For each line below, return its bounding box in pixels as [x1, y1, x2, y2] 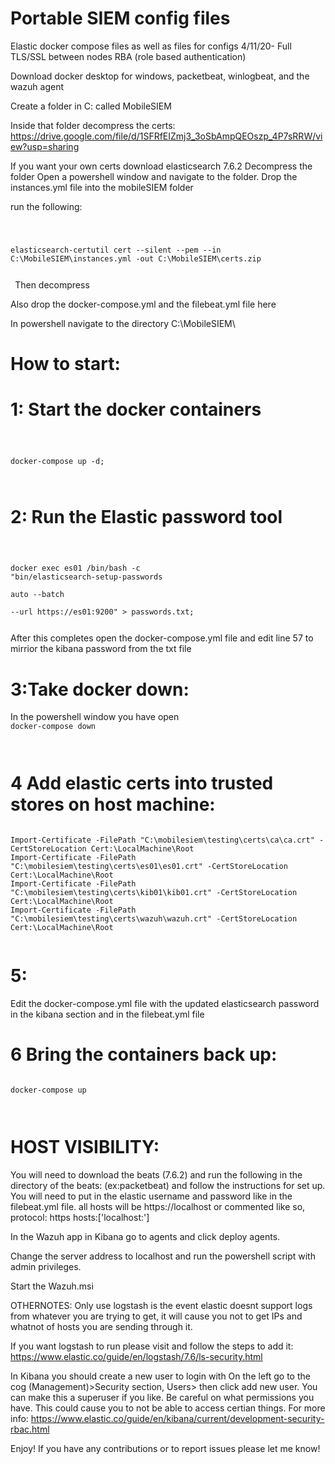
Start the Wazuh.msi [10, 1280, 94, 1292]
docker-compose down [10, 722, 97, 732]
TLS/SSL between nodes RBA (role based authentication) [10, 50, 247, 62]
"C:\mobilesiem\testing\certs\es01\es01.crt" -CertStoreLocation [10, 862, 288, 872]
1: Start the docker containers [10, 398, 262, 421]
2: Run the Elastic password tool [10, 505, 283, 528]
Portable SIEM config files [10, 7, 231, 30]
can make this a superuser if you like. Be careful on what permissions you [10, 1392, 315, 1404]
